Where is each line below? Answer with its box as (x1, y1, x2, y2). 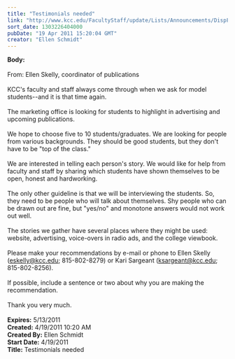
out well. (7, 211, 32, 220)
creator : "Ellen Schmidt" (7, 36, 83, 43)
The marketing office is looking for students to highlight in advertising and (7, 108, 220, 116)
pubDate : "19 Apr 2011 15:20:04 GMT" (7, 29, 117, 37)
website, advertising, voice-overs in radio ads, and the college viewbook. (7, 234, 218, 242)
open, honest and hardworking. (7, 174, 98, 183)
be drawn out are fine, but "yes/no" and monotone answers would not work (7, 204, 225, 213)
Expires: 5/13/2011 (7, 316, 61, 324)
